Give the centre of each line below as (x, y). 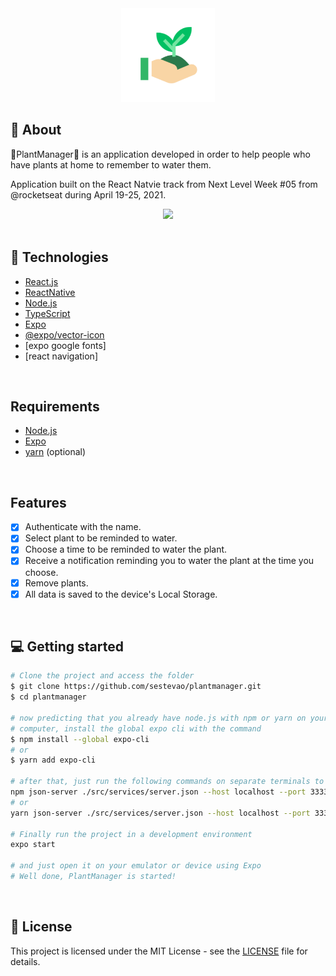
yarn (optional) (55, 452)
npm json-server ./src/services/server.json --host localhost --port (158, 792)
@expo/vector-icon (64, 334)
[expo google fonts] (65, 345)
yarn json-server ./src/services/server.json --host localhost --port (160, 813)
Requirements (55, 407)
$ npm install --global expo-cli (80, 739)
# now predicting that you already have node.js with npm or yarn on (158, 718)
